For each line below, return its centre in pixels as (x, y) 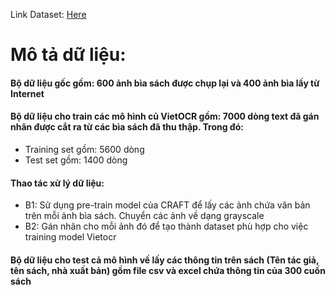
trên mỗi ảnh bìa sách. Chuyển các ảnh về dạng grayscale (144, 216)
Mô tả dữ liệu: (68, 55)
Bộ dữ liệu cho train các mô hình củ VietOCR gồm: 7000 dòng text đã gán (165, 116)
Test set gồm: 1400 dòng (76, 160)
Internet (27, 93)
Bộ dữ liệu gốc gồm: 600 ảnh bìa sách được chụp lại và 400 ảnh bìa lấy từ (165, 83)
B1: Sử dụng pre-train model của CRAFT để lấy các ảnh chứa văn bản (167, 205)
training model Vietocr (70, 237)
